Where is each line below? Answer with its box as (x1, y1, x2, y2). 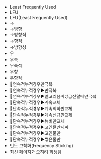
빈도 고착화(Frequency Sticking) (9, 143, 74, 148)
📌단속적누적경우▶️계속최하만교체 (9, 106, 73, 111)
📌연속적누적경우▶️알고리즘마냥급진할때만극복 (9, 94, 97, 99)
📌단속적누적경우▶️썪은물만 (9, 136, 61, 142)
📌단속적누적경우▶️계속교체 (9, 99, 61, 105)
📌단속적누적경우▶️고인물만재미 (9, 124, 69, 130)
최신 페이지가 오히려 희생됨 (9, 149, 62, 155)
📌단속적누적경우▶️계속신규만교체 (9, 112, 73, 118)
